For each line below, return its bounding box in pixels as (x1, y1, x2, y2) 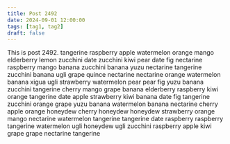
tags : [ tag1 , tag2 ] (7, 23, 64, 30)
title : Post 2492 (7, 10, 58, 17)
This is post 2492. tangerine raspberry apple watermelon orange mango (7, 48, 214, 57)
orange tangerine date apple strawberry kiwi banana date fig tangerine (7, 93, 211, 101)
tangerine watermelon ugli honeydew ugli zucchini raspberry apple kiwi (7, 122, 212, 130)
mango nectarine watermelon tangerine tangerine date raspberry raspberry (7, 115, 224, 123)
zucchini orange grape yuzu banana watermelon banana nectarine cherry (7, 100, 219, 108)
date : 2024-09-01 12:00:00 (7, 17, 85, 24)
